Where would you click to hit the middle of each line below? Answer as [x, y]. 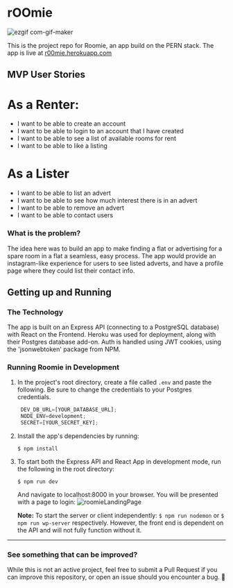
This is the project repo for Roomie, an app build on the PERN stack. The [111, 45]
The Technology [35, 312]
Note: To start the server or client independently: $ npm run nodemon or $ [121, 516]
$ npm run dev [37, 482]
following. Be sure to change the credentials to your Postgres [104, 389]
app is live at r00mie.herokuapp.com [60, 53]
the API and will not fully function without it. [79, 530]
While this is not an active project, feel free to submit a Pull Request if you [112, 570]
